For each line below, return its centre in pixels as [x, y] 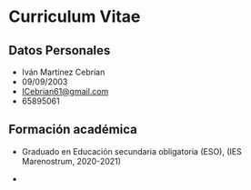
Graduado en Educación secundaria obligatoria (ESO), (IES [131, 151]
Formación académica [73, 130]
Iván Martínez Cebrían [63, 72]
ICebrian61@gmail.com [65, 91]
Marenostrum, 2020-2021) [71, 161]
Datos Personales [60, 50]
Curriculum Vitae [75, 17]
